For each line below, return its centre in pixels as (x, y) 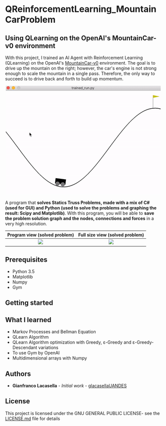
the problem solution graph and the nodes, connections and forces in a (80, 218)
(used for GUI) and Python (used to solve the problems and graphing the (81, 208)
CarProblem (30, 20)
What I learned (28, 319)
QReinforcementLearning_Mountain (81, 9)
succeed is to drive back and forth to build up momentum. (64, 79)
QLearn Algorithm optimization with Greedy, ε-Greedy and (72, 342)
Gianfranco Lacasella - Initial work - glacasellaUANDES (70, 386)
